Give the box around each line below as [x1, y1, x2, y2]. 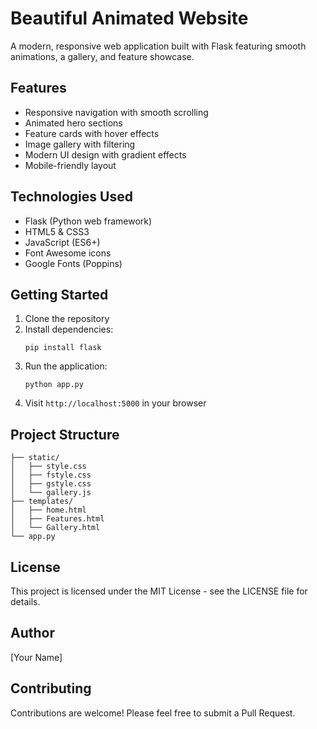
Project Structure [10, 426, 120, 443]
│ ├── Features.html [10, 514, 105, 524]
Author [10, 625, 55, 642]
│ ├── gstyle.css [10, 479, 92, 489]
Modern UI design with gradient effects [24, 148, 187, 161]
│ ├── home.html [10, 505, 87, 516]
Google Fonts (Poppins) [24, 257, 123, 269]
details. [10, 596, 41, 607]
